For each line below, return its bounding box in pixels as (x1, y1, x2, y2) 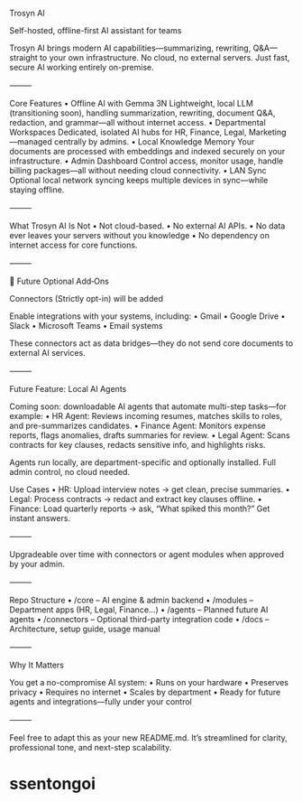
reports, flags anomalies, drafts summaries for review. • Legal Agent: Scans (9, 430, 290, 441)
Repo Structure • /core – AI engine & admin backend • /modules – (9, 595, 254, 605)
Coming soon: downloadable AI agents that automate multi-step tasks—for (9, 401, 287, 412)
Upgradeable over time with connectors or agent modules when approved (9, 549, 285, 559)
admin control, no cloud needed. (9, 467, 131, 477)
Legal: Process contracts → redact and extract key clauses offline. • (9, 494, 263, 504)
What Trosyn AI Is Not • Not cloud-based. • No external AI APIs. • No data (9, 220, 286, 231)
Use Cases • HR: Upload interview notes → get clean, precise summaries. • (9, 484, 290, 495)
